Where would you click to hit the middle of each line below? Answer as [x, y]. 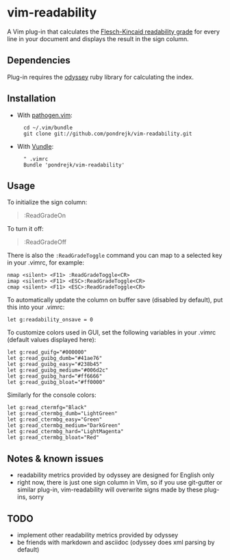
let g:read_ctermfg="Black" [47, 408]
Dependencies [39, 61]
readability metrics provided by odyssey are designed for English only [115, 475]
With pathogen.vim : [45, 115]
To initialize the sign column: [47, 202]
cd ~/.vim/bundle [48, 127]
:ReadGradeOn [45, 216]
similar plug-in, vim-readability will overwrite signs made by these [110, 490]
